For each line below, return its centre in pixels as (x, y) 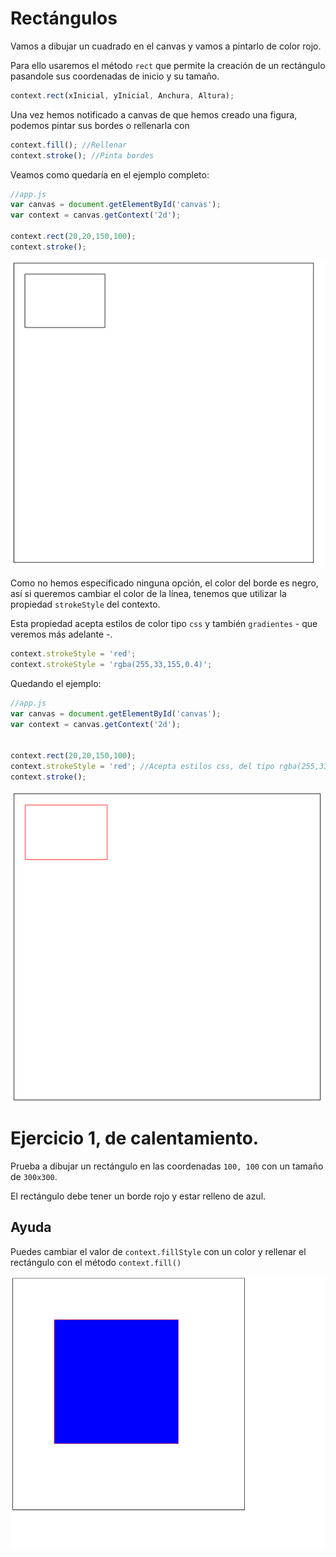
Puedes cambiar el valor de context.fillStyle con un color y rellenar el (158, 1251)
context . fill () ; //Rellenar (69, 145)
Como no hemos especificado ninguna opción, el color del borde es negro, (164, 583)
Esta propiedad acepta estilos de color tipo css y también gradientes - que (164, 624)
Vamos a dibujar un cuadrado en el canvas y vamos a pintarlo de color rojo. (166, 46)
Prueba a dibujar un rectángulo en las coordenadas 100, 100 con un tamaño (167, 1166)
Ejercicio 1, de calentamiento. (135, 1138)
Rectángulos (64, 18)
